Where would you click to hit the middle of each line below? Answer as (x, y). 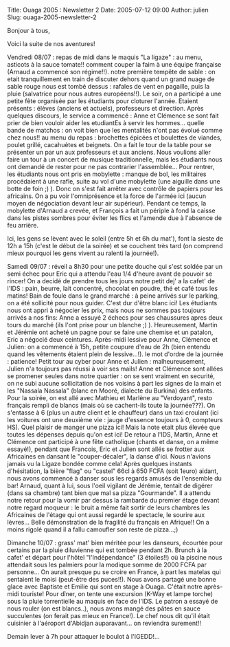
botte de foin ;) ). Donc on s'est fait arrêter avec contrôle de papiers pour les (115, 189)
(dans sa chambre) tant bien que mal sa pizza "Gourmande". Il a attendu (109, 493)
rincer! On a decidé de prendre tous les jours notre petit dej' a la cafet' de (111, 281)
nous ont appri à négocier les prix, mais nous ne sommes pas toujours (106, 310)
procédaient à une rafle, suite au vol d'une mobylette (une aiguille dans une (114, 181)
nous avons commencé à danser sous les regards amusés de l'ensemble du (114, 478)
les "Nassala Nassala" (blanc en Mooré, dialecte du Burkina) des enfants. (111, 391)
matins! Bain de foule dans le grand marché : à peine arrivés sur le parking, (113, 296)
